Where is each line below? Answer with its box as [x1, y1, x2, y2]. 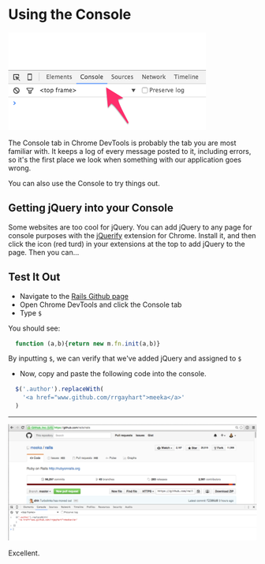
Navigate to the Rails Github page [19, 291, 129, 301]
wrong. [8, 163, 32, 173]
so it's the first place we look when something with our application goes [8, 155, 242, 164]
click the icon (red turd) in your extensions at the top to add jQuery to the [8, 239, 246, 248]
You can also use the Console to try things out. [8, 178, 160, 188]
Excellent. [8, 548, 40, 558]
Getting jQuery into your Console [8, 201, 174, 215]
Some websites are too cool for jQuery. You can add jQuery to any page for [8, 222, 252, 232]
